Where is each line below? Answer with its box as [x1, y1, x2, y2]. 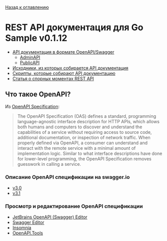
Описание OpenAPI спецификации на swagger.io [5, 173, 130, 180]
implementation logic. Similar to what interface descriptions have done [17, 150, 163, 156]
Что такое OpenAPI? [5, 90, 71, 99]
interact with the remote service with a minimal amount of [17, 145, 136, 151]
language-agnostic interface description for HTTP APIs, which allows [17, 118, 160, 124]
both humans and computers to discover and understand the [17, 124, 143, 130]
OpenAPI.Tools [12, 230, 43, 236]
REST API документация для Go [5, 22, 144, 33]
